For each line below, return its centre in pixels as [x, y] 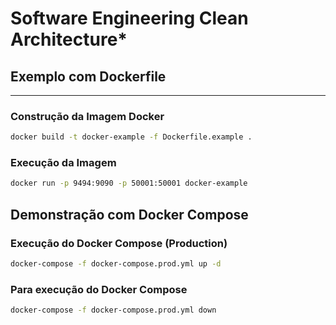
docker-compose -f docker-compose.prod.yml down [113, 310]
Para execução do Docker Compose [99, 289]
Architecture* [69, 39]
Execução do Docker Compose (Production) [119, 243]
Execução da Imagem [63, 163]
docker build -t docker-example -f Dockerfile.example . [131, 137]
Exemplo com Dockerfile [88, 76]
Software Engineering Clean [129, 18]
